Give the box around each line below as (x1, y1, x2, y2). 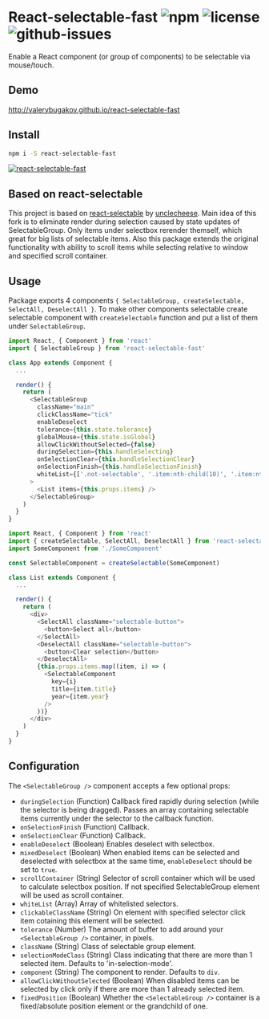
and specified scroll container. (8, 251, 108, 261)
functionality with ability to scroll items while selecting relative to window (8, 243, 249, 252)
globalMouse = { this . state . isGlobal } (37, 433, 156, 441)
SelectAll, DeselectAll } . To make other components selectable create (8, 304, 248, 314)
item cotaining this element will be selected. (19, 915, 165, 925)
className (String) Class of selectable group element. (19, 941, 196, 951)
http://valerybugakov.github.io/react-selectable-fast (8, 104, 180, 114)
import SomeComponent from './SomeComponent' (8, 544, 163, 552)
